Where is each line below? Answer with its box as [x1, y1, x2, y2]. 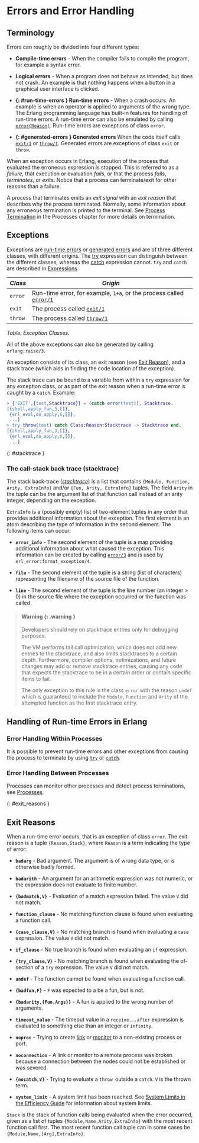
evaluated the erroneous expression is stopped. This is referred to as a [6, 164, 179, 171]
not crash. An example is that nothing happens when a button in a [15, 79, 175, 86]
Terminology [6, 28, 55, 38]
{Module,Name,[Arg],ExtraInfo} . [6, 1130, 85, 1137]
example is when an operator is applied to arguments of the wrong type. [15, 103, 191, 110]
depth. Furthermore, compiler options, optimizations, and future [21, 657, 177, 664]
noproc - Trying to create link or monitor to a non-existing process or [15, 1034, 182, 1041]
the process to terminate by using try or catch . [6, 754, 120, 761]
